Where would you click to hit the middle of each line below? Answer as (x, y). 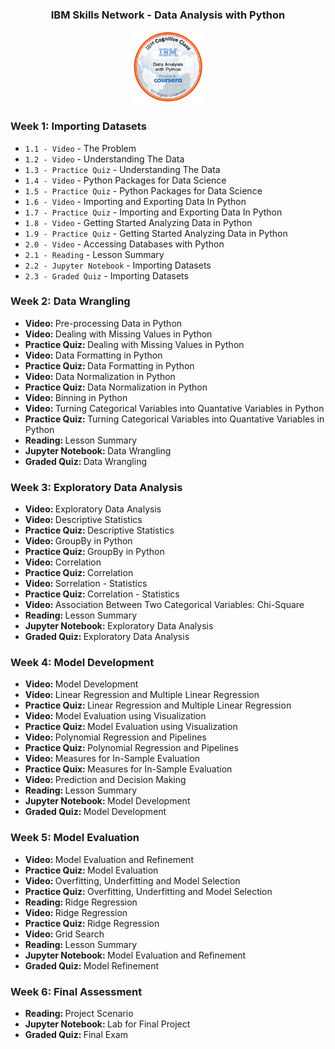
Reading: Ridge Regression (81, 902)
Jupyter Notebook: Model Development (107, 801)
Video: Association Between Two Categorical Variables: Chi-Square (164, 605)
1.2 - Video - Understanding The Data (104, 159)
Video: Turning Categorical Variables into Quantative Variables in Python (174, 408)
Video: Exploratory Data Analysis (93, 509)
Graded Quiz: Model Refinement (92, 965)
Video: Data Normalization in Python (100, 376)
